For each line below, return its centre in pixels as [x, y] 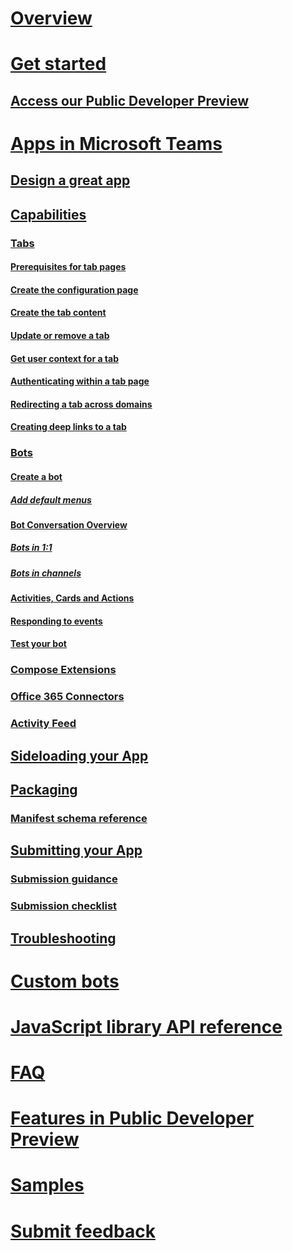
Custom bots [65, 981]
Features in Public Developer [132, 1118]
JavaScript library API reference [146, 1026]
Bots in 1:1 [31, 548]
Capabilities [48, 214]
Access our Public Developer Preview [130, 100]
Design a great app [70, 180]
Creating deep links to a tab [68, 427]
